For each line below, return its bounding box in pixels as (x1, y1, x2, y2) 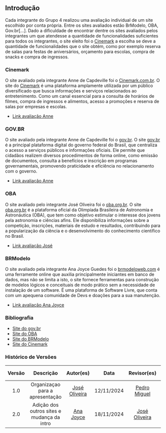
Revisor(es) (128, 369, 157, 376)
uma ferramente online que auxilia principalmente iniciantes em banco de (5, 271, 155, 277)
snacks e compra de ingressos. (5, 54, 69, 60)
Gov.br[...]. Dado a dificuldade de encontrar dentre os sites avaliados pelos (5, 27, 158, 34)
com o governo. (5, 168, 38, 174)
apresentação (29, 393, 62, 400)
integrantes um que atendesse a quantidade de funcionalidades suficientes (5, 33, 159, 39)
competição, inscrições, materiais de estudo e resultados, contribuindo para (5, 222, 161, 228)
